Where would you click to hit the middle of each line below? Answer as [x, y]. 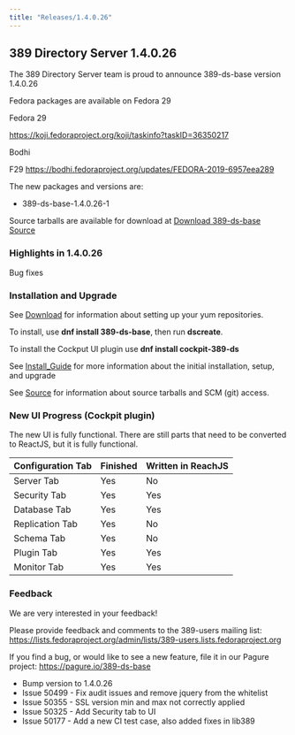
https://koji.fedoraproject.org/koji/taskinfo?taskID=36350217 [119, 135]
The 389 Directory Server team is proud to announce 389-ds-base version [145, 74]
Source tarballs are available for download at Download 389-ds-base [135, 221]
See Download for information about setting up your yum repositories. [136, 315]
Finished [119, 466]
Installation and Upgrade [63, 295]
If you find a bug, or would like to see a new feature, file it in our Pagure [139, 656]
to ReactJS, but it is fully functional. [74, 444]
